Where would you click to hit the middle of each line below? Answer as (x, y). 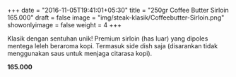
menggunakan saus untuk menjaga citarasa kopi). (80, 53)
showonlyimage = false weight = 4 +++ (65, 25)
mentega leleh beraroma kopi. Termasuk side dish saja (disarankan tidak (112, 46)
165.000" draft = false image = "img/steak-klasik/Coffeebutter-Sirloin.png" (116, 17)
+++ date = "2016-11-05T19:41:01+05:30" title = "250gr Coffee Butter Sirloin (118, 10)
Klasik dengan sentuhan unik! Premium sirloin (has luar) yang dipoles (108, 38)
